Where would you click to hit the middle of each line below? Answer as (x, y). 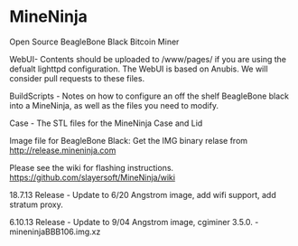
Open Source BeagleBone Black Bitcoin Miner (94, 42)
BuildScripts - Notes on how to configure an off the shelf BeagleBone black (149, 96)
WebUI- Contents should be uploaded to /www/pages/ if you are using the (148, 59)
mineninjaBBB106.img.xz (55, 232)
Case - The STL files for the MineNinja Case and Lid (106, 123)
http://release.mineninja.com (63, 150)
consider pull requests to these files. (77, 78)
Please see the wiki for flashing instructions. (92, 167)
